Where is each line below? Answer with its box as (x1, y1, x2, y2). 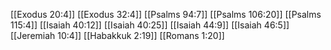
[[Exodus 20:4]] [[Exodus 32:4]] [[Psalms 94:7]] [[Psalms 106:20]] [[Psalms (10, 9, 322, 20)
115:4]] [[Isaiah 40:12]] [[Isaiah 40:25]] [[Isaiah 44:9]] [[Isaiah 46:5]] (10, 19, 290, 31)
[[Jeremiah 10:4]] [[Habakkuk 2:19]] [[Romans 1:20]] (10, 30, 225, 41)
